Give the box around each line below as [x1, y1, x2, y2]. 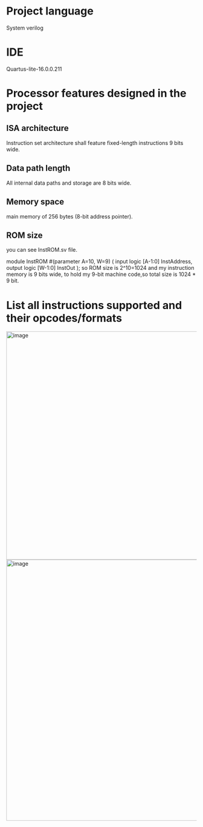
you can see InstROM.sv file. [6, 246, 77, 254]
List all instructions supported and [6, 298, 182, 312]
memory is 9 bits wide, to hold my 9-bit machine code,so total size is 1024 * [6, 270, 196, 278]
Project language [6, 4, 94, 18]
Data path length [6, 163, 71, 173]
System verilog [6, 24, 43, 31]
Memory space [6, 197, 65, 207]
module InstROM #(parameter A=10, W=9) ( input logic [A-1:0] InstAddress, [6, 258, 193, 265]
